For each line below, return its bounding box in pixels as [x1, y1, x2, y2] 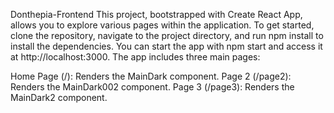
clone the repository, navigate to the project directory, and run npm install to [10, 30, 324, 41]
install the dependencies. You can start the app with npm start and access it [10, 40, 323, 52]
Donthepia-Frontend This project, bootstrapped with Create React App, [10, 9, 303, 20]
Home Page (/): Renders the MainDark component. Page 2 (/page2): [10, 70, 292, 82]
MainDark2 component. [10, 92, 108, 103]
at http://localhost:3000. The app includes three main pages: [10, 51, 261, 63]
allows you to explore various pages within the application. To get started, [10, 19, 315, 31]
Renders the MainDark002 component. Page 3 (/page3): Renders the [10, 81, 295, 93]
